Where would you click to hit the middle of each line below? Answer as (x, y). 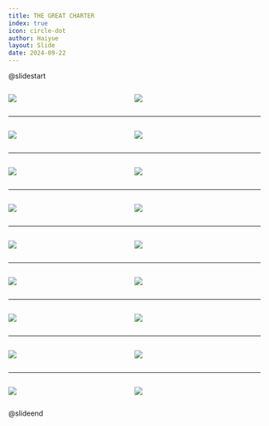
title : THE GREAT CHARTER (51, 16)
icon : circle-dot (37, 30)
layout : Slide (32, 46)
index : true (28, 23)
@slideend (26, 413)
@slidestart (27, 76)
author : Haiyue (34, 38)
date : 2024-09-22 (37, 53)
